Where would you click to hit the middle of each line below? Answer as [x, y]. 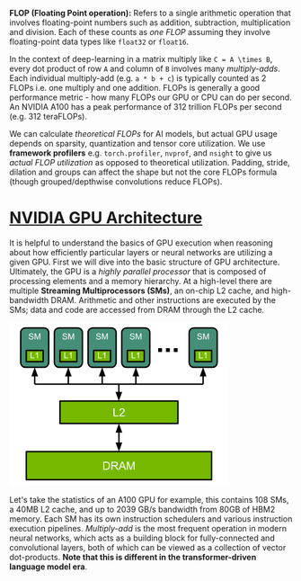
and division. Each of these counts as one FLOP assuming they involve [140, 32]
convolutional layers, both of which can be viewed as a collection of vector [148, 547]
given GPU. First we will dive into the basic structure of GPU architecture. [145, 262]
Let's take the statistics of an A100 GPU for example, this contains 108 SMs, [149, 499]
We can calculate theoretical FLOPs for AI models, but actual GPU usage [144, 134]
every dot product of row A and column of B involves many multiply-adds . [145, 68]
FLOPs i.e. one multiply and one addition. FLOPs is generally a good [135, 88]
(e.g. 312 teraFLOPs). [49, 116]
